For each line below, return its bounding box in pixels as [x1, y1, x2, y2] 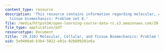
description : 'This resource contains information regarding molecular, [5, 12, 156, 17]
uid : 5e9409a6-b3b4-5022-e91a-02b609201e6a [5, 39, 95, 44]
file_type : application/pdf [5, 25, 62, 30]
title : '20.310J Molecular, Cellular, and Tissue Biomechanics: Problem [5, 34, 156, 39]
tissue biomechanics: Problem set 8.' [9, 16, 89, 21]
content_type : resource [5, 7, 54, 12]
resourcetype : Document [5, 30, 54, 34]
